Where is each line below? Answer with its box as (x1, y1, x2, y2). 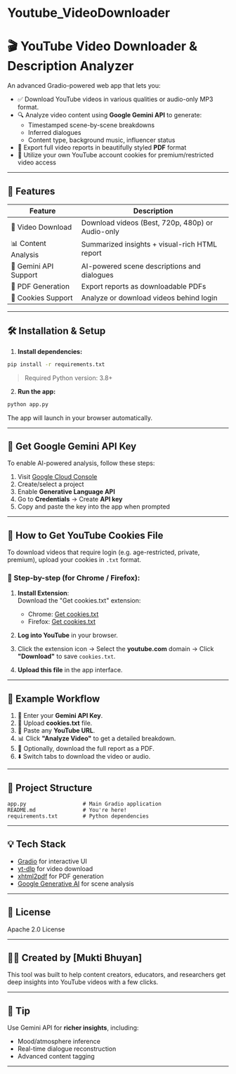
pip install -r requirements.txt (7, 360, 105, 368)
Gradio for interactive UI (17, 857, 88, 865)
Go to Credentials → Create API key (17, 495, 123, 504)
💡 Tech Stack (7, 838, 67, 851)
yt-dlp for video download (17, 864, 93, 872)
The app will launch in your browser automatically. (7, 413, 153, 422)
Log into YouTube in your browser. (17, 631, 118, 640)
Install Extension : (17, 589, 70, 598)
